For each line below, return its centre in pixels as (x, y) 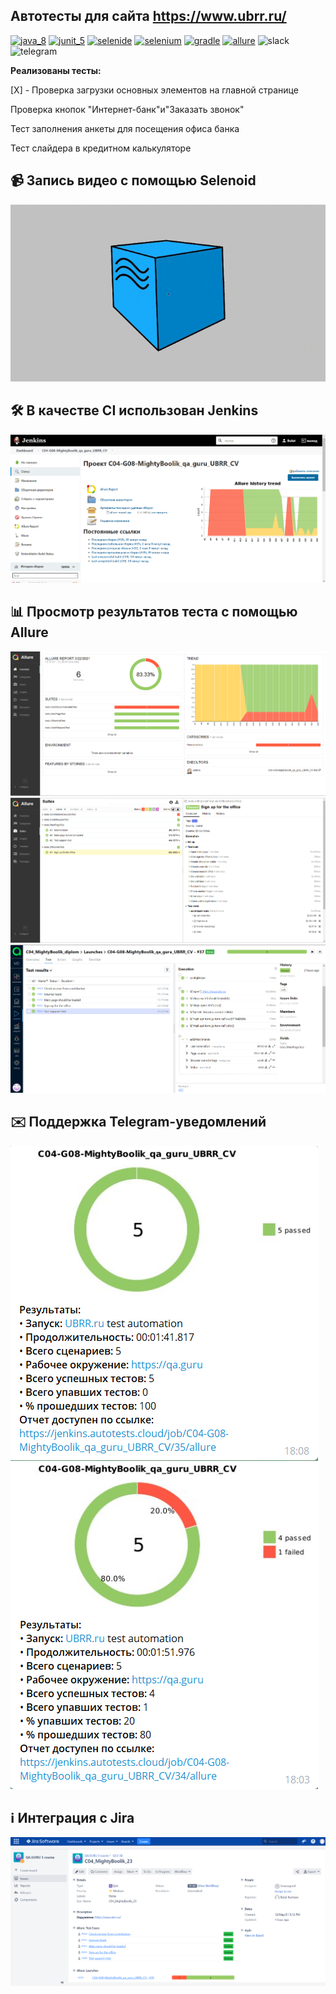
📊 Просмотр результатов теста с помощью (154, 612)
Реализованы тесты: (56, 70)
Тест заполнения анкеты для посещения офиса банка (125, 128)
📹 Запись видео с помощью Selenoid (133, 180)
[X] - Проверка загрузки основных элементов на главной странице (154, 90)
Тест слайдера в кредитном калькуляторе (101, 148)
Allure (29, 632)
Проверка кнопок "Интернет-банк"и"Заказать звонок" (127, 109)
